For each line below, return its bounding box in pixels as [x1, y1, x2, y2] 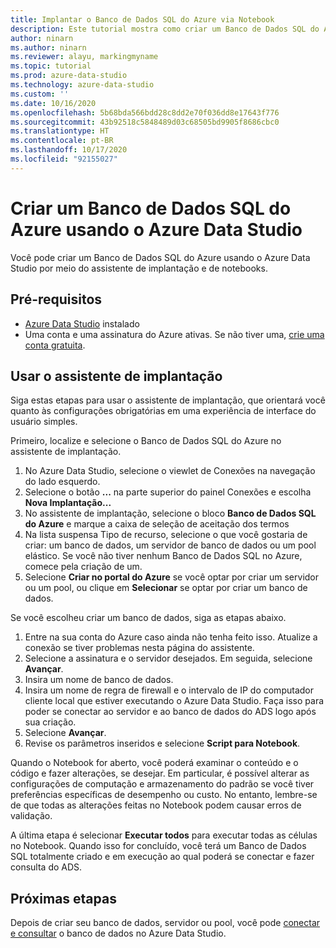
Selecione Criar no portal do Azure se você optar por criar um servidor [24, 571, 320, 583]
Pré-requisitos [10, 291, 103, 308]
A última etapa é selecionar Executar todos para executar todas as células [10, 829, 318, 841]
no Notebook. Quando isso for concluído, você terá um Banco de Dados [10, 840, 307, 852]
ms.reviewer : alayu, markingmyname [10, 52, 159, 62]
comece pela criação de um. [24, 561, 143, 573]
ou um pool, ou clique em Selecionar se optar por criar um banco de [24, 582, 308, 594]
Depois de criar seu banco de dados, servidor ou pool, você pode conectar [10, 917, 321, 929]
